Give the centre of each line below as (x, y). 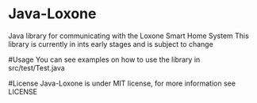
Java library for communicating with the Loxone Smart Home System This (129, 36)
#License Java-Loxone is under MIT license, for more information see (122, 83)
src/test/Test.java (36, 67)
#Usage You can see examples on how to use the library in (104, 59)
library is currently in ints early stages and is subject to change (111, 44)
